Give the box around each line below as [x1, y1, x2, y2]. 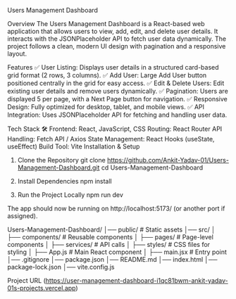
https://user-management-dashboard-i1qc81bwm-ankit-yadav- [45, 276, 229, 284]
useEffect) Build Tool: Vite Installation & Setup [7, 142, 140, 151]
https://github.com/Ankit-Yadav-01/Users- [106, 156, 229, 164]
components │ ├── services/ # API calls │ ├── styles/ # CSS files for [7, 241, 210, 248]
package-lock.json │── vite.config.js [7, 263, 115, 271]
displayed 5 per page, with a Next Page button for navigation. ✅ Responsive [7, 95, 228, 103]
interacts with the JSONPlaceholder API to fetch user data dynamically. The [7, 34, 227, 43]
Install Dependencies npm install [17, 177, 112, 185]
